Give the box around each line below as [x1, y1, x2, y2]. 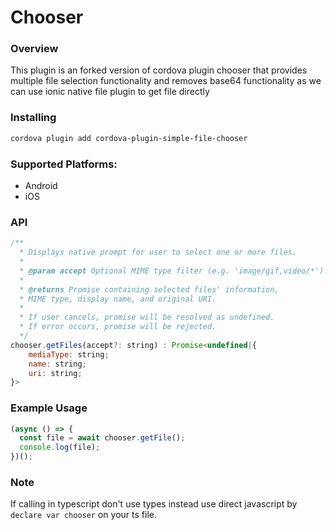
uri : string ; [28, 368, 83, 378]
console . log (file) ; [19, 442, 101, 453]
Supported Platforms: [10, 157, 118, 171]
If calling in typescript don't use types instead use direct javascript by [10, 498, 298, 510]
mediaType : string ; [28, 349, 110, 360]
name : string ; [28, 359, 87, 369]
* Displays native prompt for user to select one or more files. [19, 247, 298, 258]
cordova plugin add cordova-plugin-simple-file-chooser [10, 133, 248, 143]
